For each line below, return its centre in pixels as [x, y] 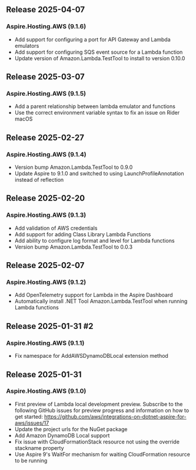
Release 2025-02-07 [45, 265]
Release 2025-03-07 [45, 77]
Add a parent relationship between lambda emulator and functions [95, 106]
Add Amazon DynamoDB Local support [62, 435]
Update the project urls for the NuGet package [71, 429]
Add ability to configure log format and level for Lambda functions [94, 240]
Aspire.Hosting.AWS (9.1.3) [46, 215]
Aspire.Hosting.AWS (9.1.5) [46, 94]
